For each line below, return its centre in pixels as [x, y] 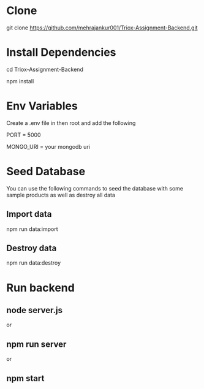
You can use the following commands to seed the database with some [95, 188]
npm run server [36, 344]
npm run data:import [32, 229]
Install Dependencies [61, 52]
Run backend [40, 288]
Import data [29, 214]
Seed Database [46, 172]
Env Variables [42, 106]
